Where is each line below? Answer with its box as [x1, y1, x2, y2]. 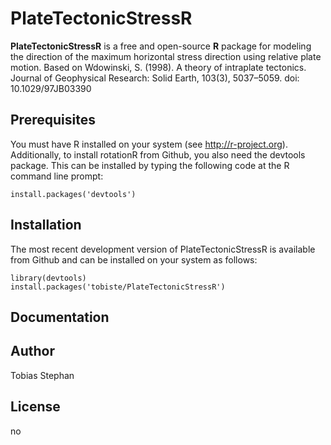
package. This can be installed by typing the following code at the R [10, 159, 290, 171]
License [10, 398, 61, 416]
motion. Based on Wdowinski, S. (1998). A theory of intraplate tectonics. [10, 61, 307, 73]
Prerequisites [10, 112, 96, 129]
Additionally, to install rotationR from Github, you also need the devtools [10, 148, 306, 161]
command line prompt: [10, 170, 104, 182]
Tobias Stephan [10, 369, 75, 381]
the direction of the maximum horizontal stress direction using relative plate [10, 50, 322, 62]
